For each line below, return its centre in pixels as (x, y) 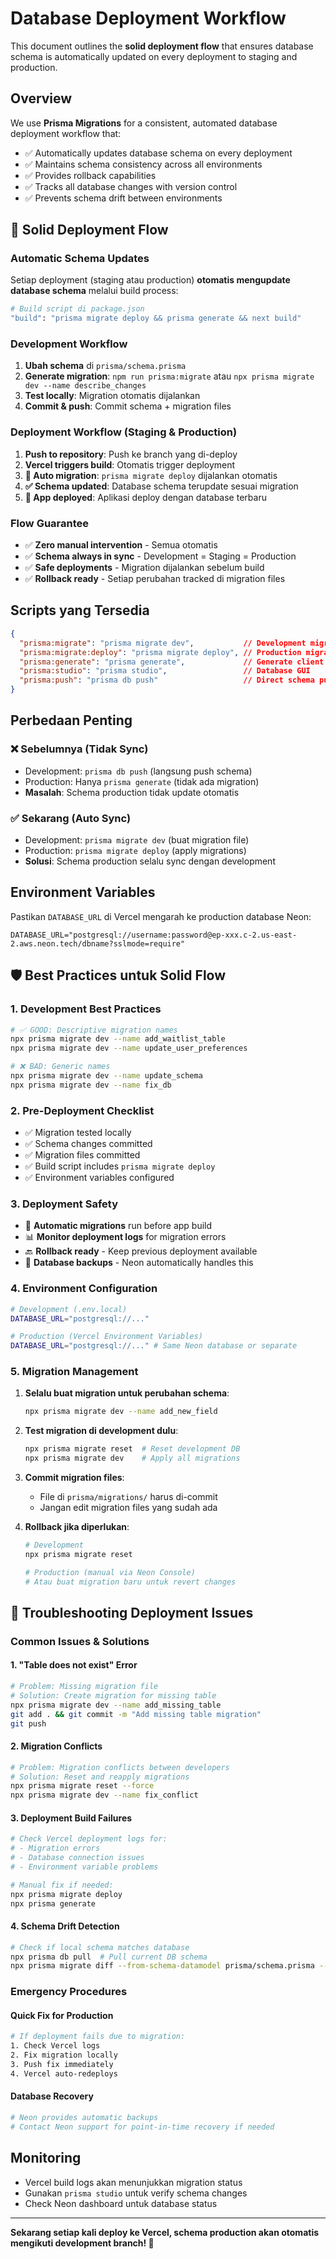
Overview (41, 98)
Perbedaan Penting (71, 720)
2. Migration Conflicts (56, 1746)
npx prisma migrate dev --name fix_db (91, 1085)
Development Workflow (69, 344)
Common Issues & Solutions (80, 1641)
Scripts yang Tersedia (80, 610)
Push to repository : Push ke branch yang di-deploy (131, 454)
